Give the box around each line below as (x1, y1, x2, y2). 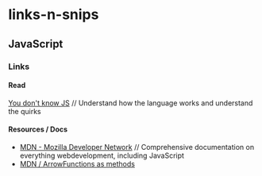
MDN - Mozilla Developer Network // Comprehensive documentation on (19, 142, 255, 151)
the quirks (8, 106, 41, 116)
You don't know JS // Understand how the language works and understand (8, 98, 253, 108)
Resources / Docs (8, 124, 68, 134)
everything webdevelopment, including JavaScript (19, 151, 185, 160)
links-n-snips (8, 6, 99, 24)
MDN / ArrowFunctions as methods (19, 159, 135, 168)
